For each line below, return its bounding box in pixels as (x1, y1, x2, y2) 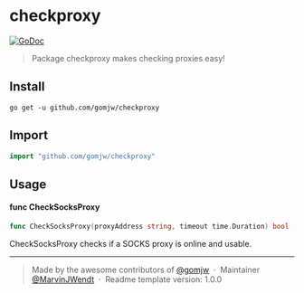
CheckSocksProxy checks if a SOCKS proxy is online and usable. (9, 238, 252, 249)
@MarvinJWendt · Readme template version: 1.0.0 (31, 273, 223, 285)
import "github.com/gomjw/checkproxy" (9, 151, 156, 161)
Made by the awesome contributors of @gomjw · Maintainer (31, 264, 261, 275)
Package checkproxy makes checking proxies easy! (31, 52, 226, 63)
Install (9, 79, 45, 95)
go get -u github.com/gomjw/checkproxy (9, 103, 160, 112)
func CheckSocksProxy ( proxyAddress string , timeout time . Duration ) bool (9, 222, 290, 232)
